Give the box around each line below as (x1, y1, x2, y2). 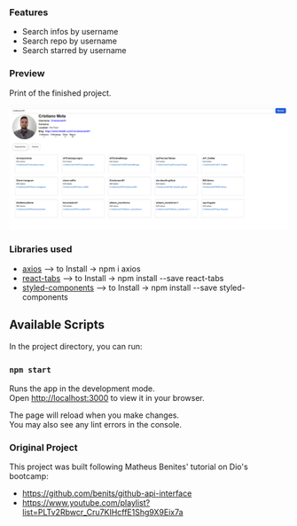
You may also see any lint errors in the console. (9, 419, 182, 429)
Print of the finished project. (9, 87, 112, 98)
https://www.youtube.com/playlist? (21, 498, 151, 508)
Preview (9, 67, 45, 80)
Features (9, 6, 49, 19)
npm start (9, 365, 51, 374)
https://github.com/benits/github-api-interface (21, 488, 192, 499)
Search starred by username (21, 45, 127, 56)
